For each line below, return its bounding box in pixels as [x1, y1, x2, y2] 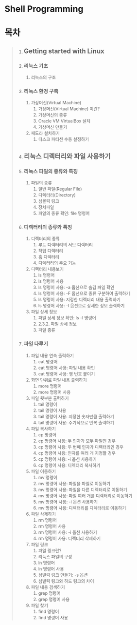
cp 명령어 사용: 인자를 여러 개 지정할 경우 [38, 450, 116, 456]
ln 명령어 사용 [38, 566, 64, 571]
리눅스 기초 [23, 62, 48, 69]
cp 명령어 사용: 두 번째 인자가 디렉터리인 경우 [38, 444, 124, 449]
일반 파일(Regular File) [38, 186, 82, 192]
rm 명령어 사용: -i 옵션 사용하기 [38, 529, 98, 535]
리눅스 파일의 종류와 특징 [23, 168, 78, 175]
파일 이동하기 [31, 468, 56, 474]
